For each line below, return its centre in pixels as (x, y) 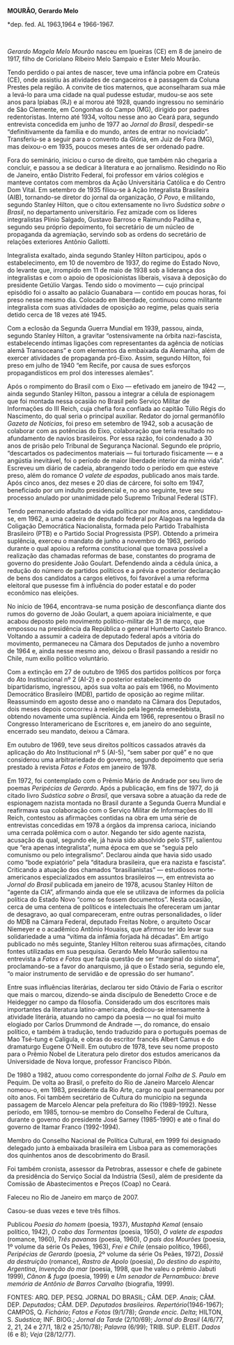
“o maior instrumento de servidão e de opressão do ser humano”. (101, 974)
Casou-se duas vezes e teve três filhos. (64, 1211)
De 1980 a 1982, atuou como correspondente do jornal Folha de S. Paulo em (117, 1075)
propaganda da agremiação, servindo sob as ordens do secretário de (107, 234)
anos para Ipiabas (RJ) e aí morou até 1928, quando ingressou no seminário (116, 102)
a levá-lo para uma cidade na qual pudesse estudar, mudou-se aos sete (110, 95)
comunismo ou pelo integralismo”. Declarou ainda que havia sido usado (110, 855)
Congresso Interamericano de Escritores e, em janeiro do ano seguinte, (110, 724)
